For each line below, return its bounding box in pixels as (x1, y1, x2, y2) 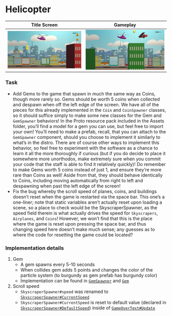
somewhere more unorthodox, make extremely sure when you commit (12, 156, 161, 162)
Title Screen (31, 22, 58, 28)
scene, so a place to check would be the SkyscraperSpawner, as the (12, 204, 158, 210)
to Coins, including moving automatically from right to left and (12, 177, 143, 183)
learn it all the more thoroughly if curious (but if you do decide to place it (12, 150, 166, 156)
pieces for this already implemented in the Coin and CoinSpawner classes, (12, 107, 166, 113)
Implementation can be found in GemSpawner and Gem (20, 278, 129, 284)
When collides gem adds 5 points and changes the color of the (20, 267, 153, 273)
